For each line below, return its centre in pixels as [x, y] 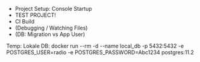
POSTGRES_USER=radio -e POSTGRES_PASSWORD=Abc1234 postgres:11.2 [100, 52]
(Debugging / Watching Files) [51, 28]
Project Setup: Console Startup [53, 9]
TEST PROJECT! [35, 15]
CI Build [25, 21]
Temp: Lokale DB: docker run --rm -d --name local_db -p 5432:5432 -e [95, 46]
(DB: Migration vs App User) [50, 34]
